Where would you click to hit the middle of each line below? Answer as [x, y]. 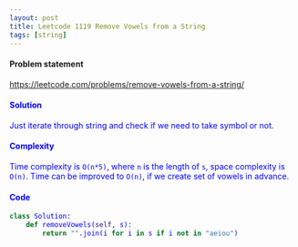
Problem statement [46, 64]
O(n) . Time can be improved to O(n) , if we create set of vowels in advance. [149, 176]
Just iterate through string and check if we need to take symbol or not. [142, 125]
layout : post [34, 18]
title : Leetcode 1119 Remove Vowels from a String [108, 26]
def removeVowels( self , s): [79, 225]
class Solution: [40, 216]
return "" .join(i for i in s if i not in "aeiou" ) [140, 233]
